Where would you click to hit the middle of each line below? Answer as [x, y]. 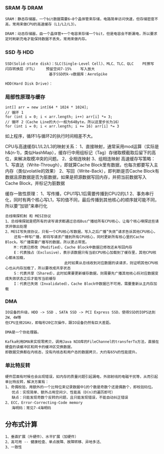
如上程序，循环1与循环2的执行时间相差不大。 [50, 136]
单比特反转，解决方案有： [27, 382]
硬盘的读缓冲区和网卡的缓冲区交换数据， [40, 347]
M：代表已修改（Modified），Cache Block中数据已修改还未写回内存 [73, 247]
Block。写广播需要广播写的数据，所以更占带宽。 [47, 242]
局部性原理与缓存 [25, 97]
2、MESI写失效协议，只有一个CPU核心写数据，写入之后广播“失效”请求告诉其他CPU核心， [81, 231]
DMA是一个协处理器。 [23, 332]
